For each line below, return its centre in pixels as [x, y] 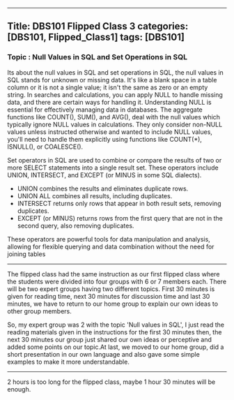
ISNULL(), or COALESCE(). [45, 147]
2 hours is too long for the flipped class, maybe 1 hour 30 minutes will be [111, 382]
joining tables [26, 254]
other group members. [39, 311]
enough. [19, 389]
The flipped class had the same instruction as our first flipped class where [114, 274]
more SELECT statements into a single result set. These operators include [113, 168]
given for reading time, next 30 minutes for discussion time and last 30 [109, 296]
